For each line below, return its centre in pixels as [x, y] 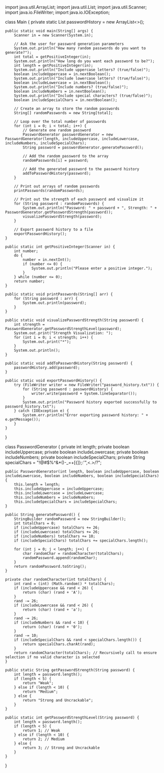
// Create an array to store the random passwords [67, 109]
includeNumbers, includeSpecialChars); [46, 143]
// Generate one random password [57, 130]
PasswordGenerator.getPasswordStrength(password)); [59, 212]
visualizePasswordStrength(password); [62, 217]
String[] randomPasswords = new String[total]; [63, 113]
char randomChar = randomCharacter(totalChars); [73, 553]
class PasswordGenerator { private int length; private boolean [67, 447]
